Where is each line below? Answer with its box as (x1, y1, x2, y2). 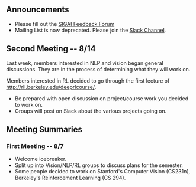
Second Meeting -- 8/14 (6, 44, 96, 54)
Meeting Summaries (6, 124, 83, 134)
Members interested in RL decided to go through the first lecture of (6, 77, 170, 84)
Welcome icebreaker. (14, 156, 67, 163)
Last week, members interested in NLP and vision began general (6, 59, 164, 67)
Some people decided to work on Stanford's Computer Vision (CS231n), (14, 168, 191, 175)
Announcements (6, 5, 69, 15)
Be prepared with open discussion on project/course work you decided (14, 94, 189, 102)
